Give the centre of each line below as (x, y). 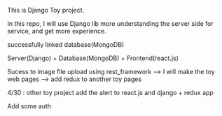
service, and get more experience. (57, 31)
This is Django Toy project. (46, 10)
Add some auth (29, 106)
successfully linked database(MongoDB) (66, 44)
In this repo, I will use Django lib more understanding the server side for (110, 23)
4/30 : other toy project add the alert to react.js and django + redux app (110, 93)
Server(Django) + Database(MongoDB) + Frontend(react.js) (93, 58)
